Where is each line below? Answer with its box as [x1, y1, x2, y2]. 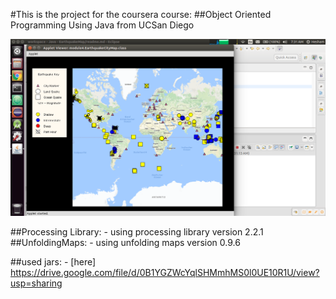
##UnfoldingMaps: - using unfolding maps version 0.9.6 [10, 237, 241, 248]
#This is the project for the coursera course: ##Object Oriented [10, 9, 272, 20]
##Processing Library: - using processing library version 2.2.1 [10, 226, 264, 238]
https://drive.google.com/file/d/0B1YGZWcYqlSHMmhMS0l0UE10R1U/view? [10, 267, 320, 278]
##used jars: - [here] [10, 256, 97, 268]
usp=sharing [10, 277, 63, 289]
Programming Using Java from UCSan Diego [10, 19, 195, 31]
